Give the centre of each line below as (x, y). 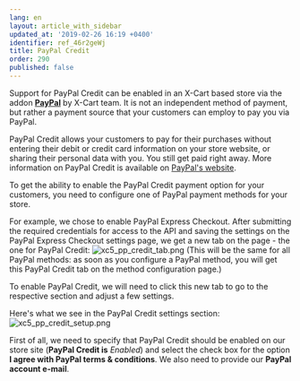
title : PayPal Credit (50, 51)
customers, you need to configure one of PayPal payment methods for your (149, 195)
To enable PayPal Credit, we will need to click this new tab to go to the (139, 286)
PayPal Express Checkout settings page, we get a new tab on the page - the (150, 240)
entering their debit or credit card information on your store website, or (140, 148)
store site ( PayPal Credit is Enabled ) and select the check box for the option (150, 350)
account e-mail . (39, 368)
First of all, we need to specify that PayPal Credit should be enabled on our (147, 340)
